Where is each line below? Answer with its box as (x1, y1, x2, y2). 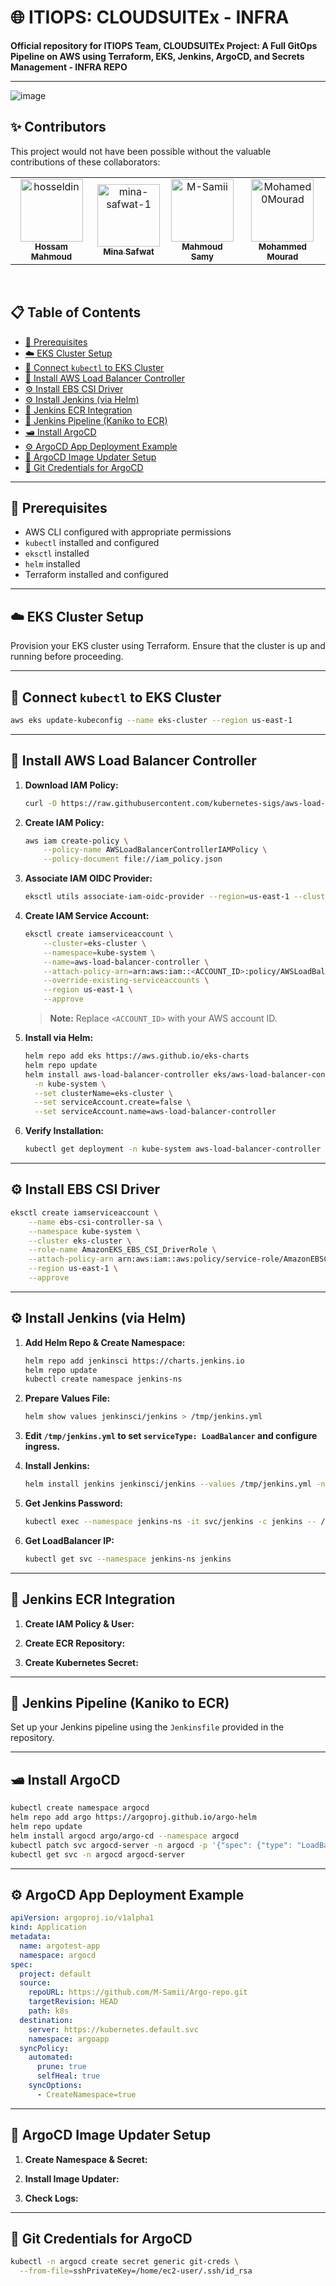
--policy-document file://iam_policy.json (43, 854, 223, 865)
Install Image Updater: (24, 2172, 120, 2185)
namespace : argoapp (28, 2034, 110, 2044)
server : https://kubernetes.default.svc (28, 2024, 199, 2035)
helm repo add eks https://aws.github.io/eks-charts (24, 1051, 250, 1061)
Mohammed (258, 241, 308, 252)
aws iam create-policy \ (24, 836, 129, 846)
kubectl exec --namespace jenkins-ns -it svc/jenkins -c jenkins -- (24, 1517, 317, 1527)
